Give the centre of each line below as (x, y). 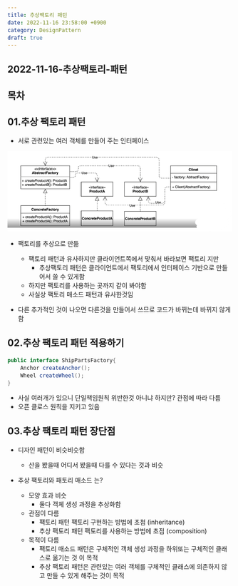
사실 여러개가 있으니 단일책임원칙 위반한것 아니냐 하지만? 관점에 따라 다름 (119, 397)
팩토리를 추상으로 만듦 (48, 243)
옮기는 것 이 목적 (75, 557)
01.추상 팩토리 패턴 (47, 122)
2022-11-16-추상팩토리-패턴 (68, 69)
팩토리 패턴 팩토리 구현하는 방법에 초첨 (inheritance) (112, 522)
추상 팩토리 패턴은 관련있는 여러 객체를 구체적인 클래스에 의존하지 (129, 566)
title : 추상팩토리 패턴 (37, 15)
